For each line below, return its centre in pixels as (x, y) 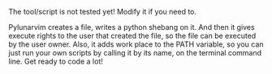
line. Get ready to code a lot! (56, 61)
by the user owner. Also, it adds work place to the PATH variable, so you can (136, 44)
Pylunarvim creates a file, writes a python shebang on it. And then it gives (132, 27)
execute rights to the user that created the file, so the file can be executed (132, 36)
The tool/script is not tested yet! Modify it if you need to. (103, 12)
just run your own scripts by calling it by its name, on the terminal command (135, 53)
